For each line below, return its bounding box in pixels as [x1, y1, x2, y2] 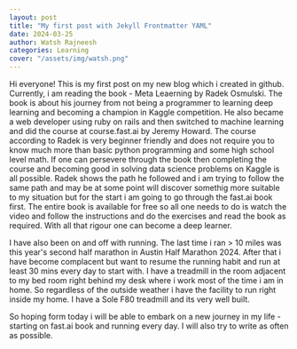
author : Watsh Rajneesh [9, 37, 98, 47]
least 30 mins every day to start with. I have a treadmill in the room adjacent [9, 266, 286, 276]
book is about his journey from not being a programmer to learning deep [9, 98, 273, 107]
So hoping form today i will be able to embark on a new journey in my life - [9, 312, 281, 321]
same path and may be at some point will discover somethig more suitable [9, 183, 281, 193]
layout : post [9, 12, 58, 22]
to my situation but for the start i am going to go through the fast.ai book [9, 192, 273, 202]
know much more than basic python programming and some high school [9, 145, 275, 155]
